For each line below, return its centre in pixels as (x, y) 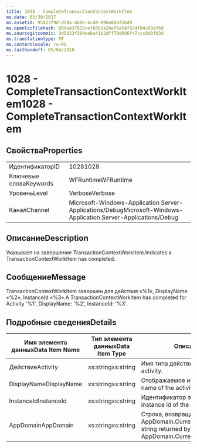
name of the (158, 388)
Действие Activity (34, 367)
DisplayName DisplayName (46, 384)
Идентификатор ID (35, 167)
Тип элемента (112, 339)
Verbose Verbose (92, 193)
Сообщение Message (46, 277)
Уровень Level (28, 193)
